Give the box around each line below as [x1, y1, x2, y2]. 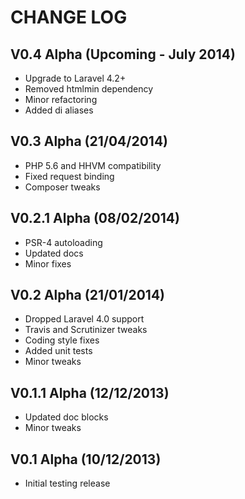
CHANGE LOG [10, 6, 128, 29]
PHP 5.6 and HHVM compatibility [24, 159, 162, 171]
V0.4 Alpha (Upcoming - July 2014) [10, 46, 236, 63]
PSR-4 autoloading [24, 236, 103, 248]
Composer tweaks [24, 181, 101, 193]
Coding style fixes [24, 334, 100, 346]
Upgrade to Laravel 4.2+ [24, 72, 127, 84]
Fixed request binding [24, 170, 115, 182]
